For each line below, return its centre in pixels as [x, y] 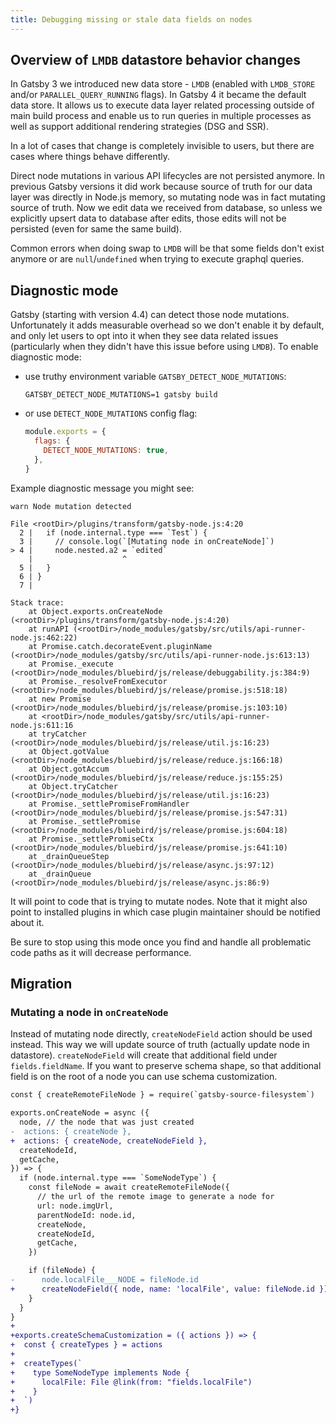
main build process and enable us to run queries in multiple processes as [161, 116]
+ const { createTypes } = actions [86, 1345]
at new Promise [60, 699]
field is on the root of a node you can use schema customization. [144, 1077]
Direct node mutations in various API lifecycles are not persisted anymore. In [167, 176]
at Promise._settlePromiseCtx [91, 839]
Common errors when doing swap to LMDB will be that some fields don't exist [167, 248]
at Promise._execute [71, 664]
